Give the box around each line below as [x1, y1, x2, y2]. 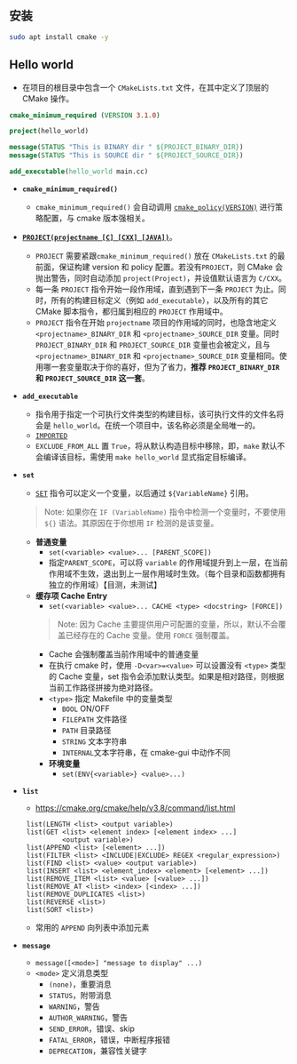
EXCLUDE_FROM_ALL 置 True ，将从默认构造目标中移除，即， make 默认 [35, 440, 277, 451]
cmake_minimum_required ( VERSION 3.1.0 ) [9, 110, 161, 120]
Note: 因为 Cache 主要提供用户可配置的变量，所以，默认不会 [57, 619, 279, 629]
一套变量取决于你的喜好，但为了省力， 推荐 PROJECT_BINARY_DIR [51, 361, 280, 372]
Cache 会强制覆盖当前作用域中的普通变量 [48, 648, 199, 660]
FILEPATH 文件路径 [61, 714, 128, 724]
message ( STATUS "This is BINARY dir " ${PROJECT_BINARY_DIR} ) [9, 143, 244, 152]
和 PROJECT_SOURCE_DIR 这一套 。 [35, 372, 151, 383]
